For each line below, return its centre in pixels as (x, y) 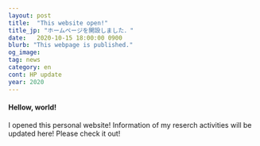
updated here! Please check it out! (64, 133)
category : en (30, 67)
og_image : (25, 52)
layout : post (30, 15)
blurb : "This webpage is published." (71, 45)
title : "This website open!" (58, 23)
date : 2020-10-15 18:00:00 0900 (66, 38)
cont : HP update (35, 75)
